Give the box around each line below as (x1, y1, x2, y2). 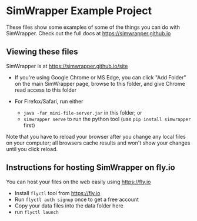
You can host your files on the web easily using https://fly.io (6, 178, 151, 185)
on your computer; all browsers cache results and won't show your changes (6, 139, 191, 146)
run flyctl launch (14, 208, 59, 215)
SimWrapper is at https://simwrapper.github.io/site (6, 62, 128, 69)
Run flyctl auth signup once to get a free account (14, 196, 139, 203)
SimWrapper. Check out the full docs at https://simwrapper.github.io (6, 29, 171, 36)
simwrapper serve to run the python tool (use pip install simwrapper (23, 115, 191, 122)
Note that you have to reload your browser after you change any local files (6, 133, 186, 140)
